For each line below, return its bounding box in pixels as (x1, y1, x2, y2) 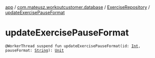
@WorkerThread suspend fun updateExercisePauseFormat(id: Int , (5, 43, 141, 48)
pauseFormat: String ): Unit (5, 47, 64, 53)
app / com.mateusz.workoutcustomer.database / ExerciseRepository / (5, 4, 150, 10)
